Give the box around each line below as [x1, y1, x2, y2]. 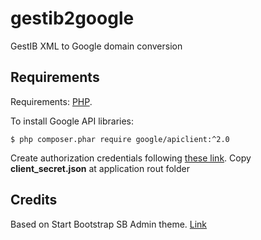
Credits [10, 192, 58, 209]
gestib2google [10, 7, 135, 30]
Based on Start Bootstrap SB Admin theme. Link [10, 218, 208, 230]
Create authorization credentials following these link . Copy [10, 152, 252, 164]
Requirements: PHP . [10, 95, 93, 107]
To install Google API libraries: [10, 115, 135, 127]
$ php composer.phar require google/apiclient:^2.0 [10, 134, 230, 144]
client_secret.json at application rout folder [10, 162, 190, 174]
